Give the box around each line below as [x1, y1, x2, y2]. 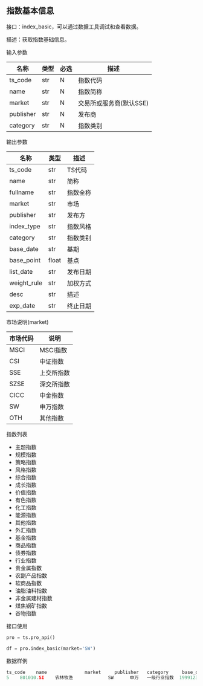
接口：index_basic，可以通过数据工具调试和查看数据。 [6, 23, 142, 30]
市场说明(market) [6, 318, 49, 325]
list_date [9, 267, 33, 276]
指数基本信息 [6, 5, 54, 16]
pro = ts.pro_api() [6, 634, 56, 641]
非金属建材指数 [14, 594, 53, 601]
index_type [9, 222, 40, 230]
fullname [9, 188, 34, 196]
